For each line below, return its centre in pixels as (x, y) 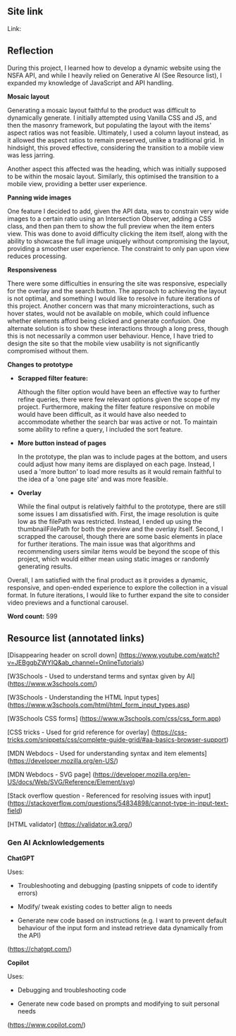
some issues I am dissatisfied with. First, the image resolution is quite (118, 513)
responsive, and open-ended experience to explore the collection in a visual (118, 587)
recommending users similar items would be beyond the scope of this (119, 551)
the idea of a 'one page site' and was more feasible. (93, 479)
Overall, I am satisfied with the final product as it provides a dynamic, (107, 580)
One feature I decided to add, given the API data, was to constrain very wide (118, 211)
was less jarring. (31, 155)
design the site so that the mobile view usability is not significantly (103, 343)
